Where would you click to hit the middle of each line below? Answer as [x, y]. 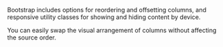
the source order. [32, 37]
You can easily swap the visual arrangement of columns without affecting [112, 30]
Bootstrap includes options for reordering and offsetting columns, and [107, 10]
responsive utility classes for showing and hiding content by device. [104, 17]
